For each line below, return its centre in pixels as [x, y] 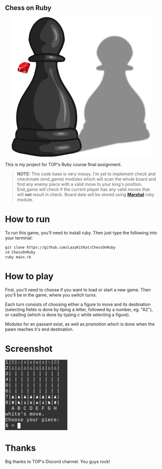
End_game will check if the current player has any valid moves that [83, 189]
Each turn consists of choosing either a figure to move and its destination [78, 304]
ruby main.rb [18, 257]
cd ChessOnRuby [20, 252]
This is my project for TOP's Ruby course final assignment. [63, 164]
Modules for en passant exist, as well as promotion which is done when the [80, 324]
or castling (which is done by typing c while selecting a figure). [68, 315]
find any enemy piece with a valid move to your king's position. [80, 184]
